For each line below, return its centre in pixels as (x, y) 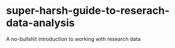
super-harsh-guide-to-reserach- (88, 11)
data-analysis (40, 23)
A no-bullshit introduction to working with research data (73, 39)
